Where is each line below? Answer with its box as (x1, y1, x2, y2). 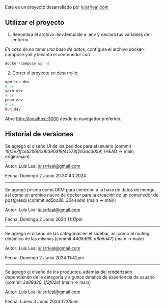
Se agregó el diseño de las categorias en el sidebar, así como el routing (5, 230, 150, 236)
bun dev (5, 107, 21, 112)
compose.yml (5, 51, 33, 57)
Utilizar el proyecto (5, 18, 65, 27)
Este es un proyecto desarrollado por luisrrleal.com (5, 4, 109, 10)
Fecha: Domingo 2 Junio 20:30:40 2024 (5, 172, 86, 179)
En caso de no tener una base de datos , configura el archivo (5, 46, 128, 52)
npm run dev (5, 79, 29, 84)
